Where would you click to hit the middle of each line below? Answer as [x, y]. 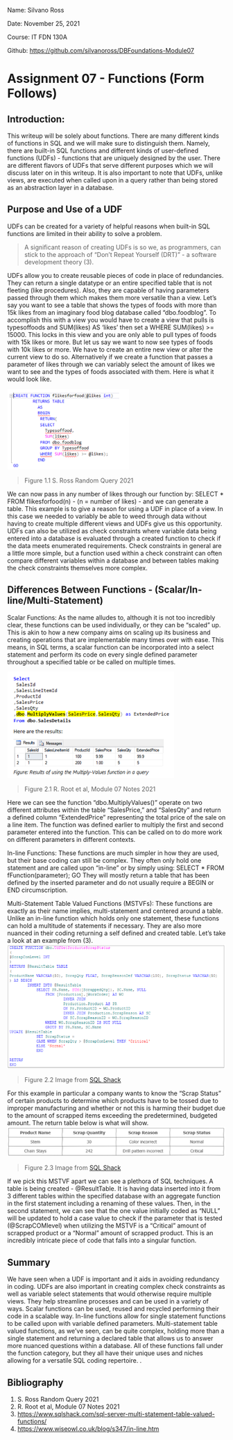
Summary [29, 1262]
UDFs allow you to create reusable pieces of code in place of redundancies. [115, 275]
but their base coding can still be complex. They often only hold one [104, 860]
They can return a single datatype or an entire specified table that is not [110, 283]
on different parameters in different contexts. [71, 839]
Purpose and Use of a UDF [65, 209]
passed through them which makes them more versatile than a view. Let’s [112, 297]
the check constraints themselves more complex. [77, 568]
